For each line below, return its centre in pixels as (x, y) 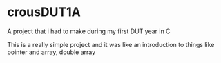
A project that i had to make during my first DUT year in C (89, 31)
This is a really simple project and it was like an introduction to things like (111, 44)
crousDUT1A (44, 12)
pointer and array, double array (51, 52)
